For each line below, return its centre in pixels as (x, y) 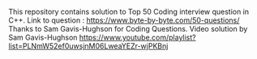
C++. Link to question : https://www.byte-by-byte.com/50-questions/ (124, 20)
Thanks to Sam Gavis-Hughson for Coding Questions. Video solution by (128, 29)
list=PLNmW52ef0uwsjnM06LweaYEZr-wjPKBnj (88, 46)
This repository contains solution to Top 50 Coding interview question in (129, 12)
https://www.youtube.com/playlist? (137, 37)
